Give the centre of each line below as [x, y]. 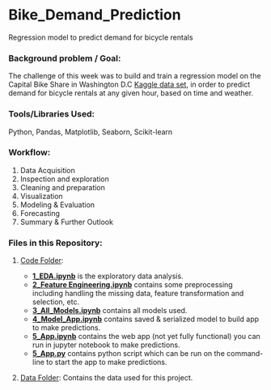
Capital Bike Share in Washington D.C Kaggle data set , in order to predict [129, 85]
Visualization [41, 196]
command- [245, 354]
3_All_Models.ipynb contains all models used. [110, 311]
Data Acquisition [47, 170]
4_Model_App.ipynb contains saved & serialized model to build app [146, 319]
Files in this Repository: [55, 243]
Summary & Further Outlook [66, 222]
